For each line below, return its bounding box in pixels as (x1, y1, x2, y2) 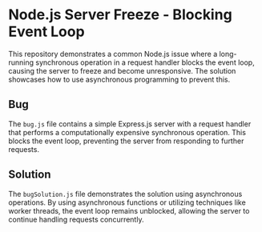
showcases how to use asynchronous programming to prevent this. (8, 74, 231, 84)
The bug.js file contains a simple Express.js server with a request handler (8, 118, 252, 129)
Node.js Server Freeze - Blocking (8, 6, 232, 24)
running (8, 58, 34, 67)
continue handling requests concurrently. (8, 214, 144, 224)
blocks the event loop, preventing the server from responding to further (8, 136, 244, 146)
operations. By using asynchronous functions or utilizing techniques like (8, 198, 246, 207)
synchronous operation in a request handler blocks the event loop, (35, 58, 255, 67)
